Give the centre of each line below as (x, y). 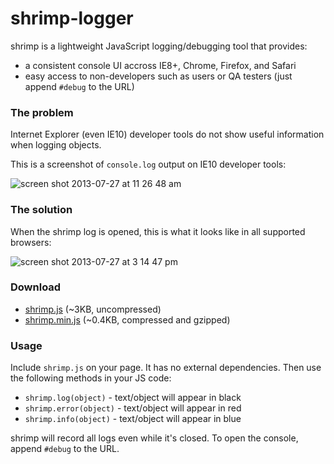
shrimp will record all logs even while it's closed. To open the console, (154, 438)
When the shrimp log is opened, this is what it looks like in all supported (158, 231)
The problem (42, 112)
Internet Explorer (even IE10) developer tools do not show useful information (167, 134)
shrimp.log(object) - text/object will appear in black (133, 398)
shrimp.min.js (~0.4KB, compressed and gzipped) (127, 319)
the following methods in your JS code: (91, 378)
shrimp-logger (72, 18)
